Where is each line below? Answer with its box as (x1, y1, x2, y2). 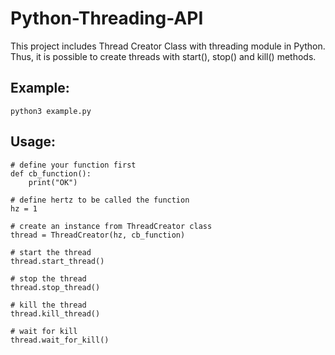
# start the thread (10, 247, 92, 257)
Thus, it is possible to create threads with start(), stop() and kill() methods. (10, 50, 317, 62)
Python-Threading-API (10, 7, 204, 30)
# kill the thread (10, 300, 87, 310)
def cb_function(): (10, 168, 92, 179)
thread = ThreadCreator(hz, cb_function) (10, 230, 186, 240)
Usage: (10, 133, 57, 151)
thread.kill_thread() (10, 308, 101, 319)
